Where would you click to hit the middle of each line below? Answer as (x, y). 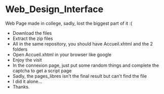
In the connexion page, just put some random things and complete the (86, 65)
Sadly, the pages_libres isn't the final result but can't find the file (79, 76)
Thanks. (21, 86)
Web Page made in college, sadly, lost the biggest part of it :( (69, 23)
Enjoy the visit (27, 60)
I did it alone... (27, 81)
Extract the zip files (33, 38)
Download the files (32, 33)
